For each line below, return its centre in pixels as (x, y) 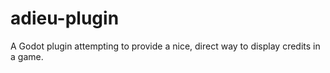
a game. (27, 56)
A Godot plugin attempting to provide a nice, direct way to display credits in (165, 46)
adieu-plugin (65, 18)
